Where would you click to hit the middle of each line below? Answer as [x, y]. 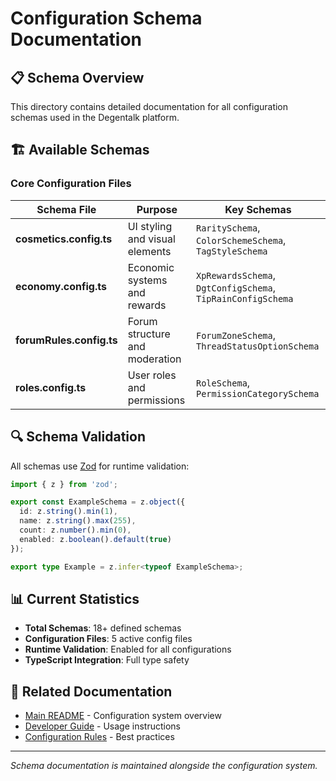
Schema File [66, 209]
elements [149, 251]
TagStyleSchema [231, 251]
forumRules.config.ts [66, 340]
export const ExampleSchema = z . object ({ [98, 502]
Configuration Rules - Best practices [99, 737]
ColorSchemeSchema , [241, 240]
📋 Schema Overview [77, 77]
